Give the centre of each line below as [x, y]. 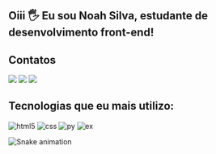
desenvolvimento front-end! [81, 33]
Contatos [32, 60]
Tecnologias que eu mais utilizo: [91, 106]
